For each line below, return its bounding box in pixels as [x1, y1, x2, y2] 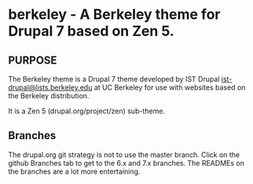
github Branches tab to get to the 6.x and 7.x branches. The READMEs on [8, 158, 245, 167]
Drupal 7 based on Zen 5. [8, 22, 174, 40]
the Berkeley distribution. [8, 91, 90, 100]
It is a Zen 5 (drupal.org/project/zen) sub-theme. [8, 106, 165, 116]
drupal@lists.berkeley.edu [8, 83, 93, 92]
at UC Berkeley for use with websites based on [93, 83, 246, 92]
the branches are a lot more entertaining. [8, 167, 141, 176]
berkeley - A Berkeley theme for [8, 6, 221, 24]
